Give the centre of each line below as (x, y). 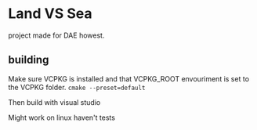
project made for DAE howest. (56, 35)
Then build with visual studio (54, 102)
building (29, 60)
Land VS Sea (50, 14)
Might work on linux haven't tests (62, 117)
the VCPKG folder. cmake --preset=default (77, 87)
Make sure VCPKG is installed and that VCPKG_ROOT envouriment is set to (128, 78)
